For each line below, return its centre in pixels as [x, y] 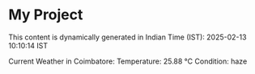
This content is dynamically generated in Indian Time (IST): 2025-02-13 [127, 37]
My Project [46, 15]
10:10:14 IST [28, 45]
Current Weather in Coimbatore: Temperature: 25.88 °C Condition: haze [128, 61]
